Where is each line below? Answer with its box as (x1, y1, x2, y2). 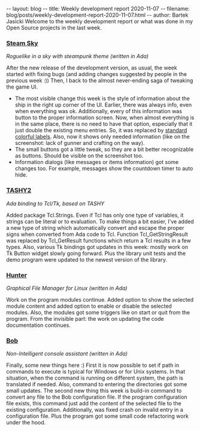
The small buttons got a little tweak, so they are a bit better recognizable (14, 146, 194, 153)
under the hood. (6, 419, 46, 426)
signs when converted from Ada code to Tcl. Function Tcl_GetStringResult (6, 230, 189, 238)
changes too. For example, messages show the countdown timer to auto (14, 165, 193, 172)
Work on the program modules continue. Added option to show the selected (6, 296, 194, 303)
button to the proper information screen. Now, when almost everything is (14, 114, 195, 122)
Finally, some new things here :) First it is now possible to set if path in (6, 362, 180, 369)
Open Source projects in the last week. (6, 24, 102, 31)
